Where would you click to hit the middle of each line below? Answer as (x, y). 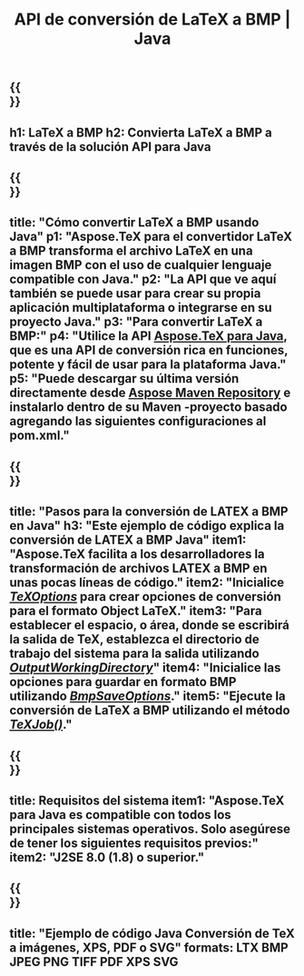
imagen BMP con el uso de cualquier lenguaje (141, 265)
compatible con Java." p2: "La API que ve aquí (143, 279)
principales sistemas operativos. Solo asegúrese (150, 828)
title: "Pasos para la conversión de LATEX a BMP (149, 512)
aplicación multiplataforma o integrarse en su (141, 308)
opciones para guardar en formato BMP (123, 682)
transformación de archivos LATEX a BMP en (138, 568)
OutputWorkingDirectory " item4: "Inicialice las (145, 668)
